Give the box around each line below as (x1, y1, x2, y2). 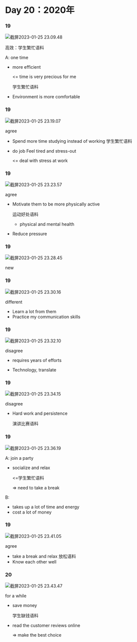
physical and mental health (19, 221, 75, 227)
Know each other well (12, 559, 57, 564)
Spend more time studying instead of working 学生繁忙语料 (12, 138, 133, 144)
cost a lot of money (12, 509, 52, 515)
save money (12, 602, 37, 608)
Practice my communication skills (12, 314, 80, 320)
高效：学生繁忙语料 (5, 45, 44, 51)
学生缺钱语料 (12, 613, 38, 619)
